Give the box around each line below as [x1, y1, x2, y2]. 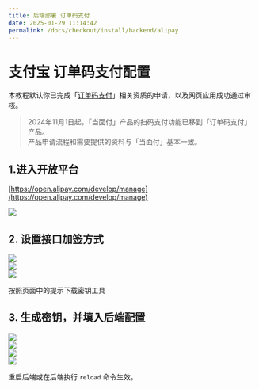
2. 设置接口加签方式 [8, 232, 105, 246]
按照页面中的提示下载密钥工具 [8, 285, 105, 295]
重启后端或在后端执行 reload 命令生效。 [8, 372, 138, 381]
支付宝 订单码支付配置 [8, 63, 150, 81]
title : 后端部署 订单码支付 [8, 11, 90, 20]
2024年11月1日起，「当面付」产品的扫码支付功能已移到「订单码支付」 [27, 117, 252, 127]
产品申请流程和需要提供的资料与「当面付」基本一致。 [27, 137, 202, 147]
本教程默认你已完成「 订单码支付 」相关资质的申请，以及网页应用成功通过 [8, 90, 244, 100]
